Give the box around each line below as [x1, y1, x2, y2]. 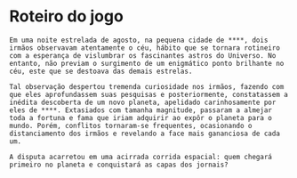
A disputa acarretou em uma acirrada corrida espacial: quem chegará [9, 152, 273, 161]
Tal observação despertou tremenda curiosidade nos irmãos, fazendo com [9, 82, 285, 91]
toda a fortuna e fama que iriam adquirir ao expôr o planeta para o [9, 113, 273, 122]
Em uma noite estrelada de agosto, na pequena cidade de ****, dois [9, 36, 269, 44]
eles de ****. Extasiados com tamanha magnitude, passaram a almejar [9, 105, 273, 115]
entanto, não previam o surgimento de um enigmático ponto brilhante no [9, 59, 285, 68]
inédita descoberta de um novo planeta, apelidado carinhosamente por [9, 98, 277, 107]
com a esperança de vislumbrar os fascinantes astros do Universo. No [9, 51, 277, 60]
